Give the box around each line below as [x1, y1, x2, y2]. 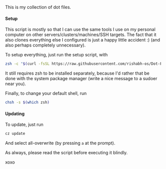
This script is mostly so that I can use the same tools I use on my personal [5, 27, 156, 33]
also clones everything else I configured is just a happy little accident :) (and [5, 37, 161, 43]
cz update [5, 131, 26, 136]
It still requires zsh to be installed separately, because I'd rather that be [5, 70, 150, 76]
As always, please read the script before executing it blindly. [5, 150, 128, 156]
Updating [5, 111, 25, 117]
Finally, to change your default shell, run [5, 90, 87, 96]
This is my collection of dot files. [5, 4, 72, 10]
